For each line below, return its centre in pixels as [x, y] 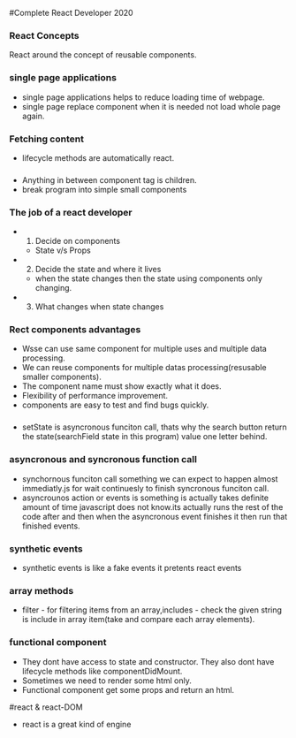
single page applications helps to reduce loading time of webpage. [143, 97]
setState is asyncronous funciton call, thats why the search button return [154, 427]
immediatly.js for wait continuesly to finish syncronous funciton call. [145, 488]
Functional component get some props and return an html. [128, 689]
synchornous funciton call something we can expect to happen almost [150, 479]
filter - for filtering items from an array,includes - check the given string [152, 610]
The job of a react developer [71, 212]
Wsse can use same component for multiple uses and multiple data [144, 349]
